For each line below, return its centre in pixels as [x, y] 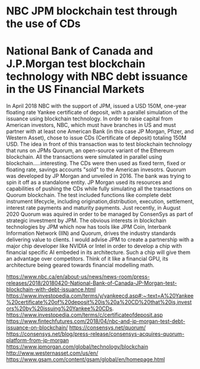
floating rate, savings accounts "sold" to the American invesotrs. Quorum [96, 170]
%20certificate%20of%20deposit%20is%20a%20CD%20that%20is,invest [99, 302]
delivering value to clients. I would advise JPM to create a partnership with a [100, 240]
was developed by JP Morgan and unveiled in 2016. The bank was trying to [99, 176]
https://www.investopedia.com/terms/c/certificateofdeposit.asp [84, 315]
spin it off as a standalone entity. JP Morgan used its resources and [89, 182]
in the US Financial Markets [76, 90]
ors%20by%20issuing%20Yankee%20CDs [59, 308]
